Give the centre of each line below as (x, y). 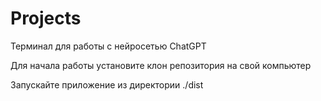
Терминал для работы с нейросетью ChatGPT (108, 46)
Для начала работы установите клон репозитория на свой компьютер (161, 65)
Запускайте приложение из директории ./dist (107, 84)
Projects (46, 18)
